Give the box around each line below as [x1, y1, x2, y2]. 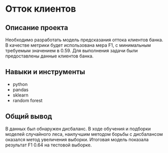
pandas [12, 86, 29, 93]
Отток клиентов [5, 3, 76, 15]
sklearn [12, 92, 29, 98]
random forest [12, 97, 43, 103]
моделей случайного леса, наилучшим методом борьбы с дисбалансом [5, 131, 163, 137]
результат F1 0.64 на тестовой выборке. [5, 142, 92, 148]
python [12, 81, 28, 87]
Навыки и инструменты [5, 68, 86, 76]
